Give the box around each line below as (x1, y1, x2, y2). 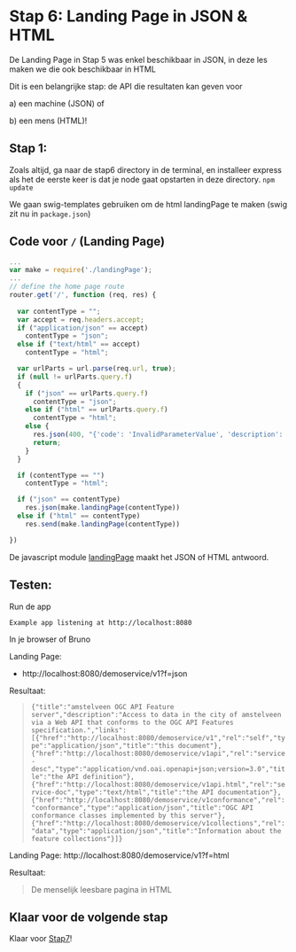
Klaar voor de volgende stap (9, 909, 168, 925)
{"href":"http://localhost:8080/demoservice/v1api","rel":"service (30, 749, 285, 758)
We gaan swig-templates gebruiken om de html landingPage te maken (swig (9, 199, 288, 209)
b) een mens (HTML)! (9, 115, 88, 126)
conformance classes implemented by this (30, 811, 186, 820)
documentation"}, (217, 787, 282, 797)
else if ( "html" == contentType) (17, 511, 141, 520)
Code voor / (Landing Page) (9, 234, 166, 249)
